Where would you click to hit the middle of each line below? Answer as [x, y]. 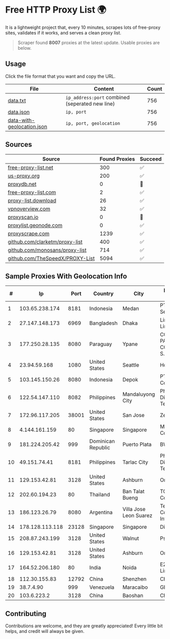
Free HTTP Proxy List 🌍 [56, 10]
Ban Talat [134, 492]
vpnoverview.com [29, 209]
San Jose [134, 416]
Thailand [100, 495]
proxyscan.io [23, 217]
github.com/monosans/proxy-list [47, 250]
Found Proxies [117, 159]
